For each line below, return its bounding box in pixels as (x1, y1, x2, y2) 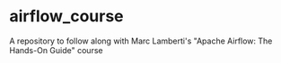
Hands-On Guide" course (9, 44, 103, 55)
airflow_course (9, 6, 124, 27)
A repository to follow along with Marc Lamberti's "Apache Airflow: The (9, 35, 273, 46)
